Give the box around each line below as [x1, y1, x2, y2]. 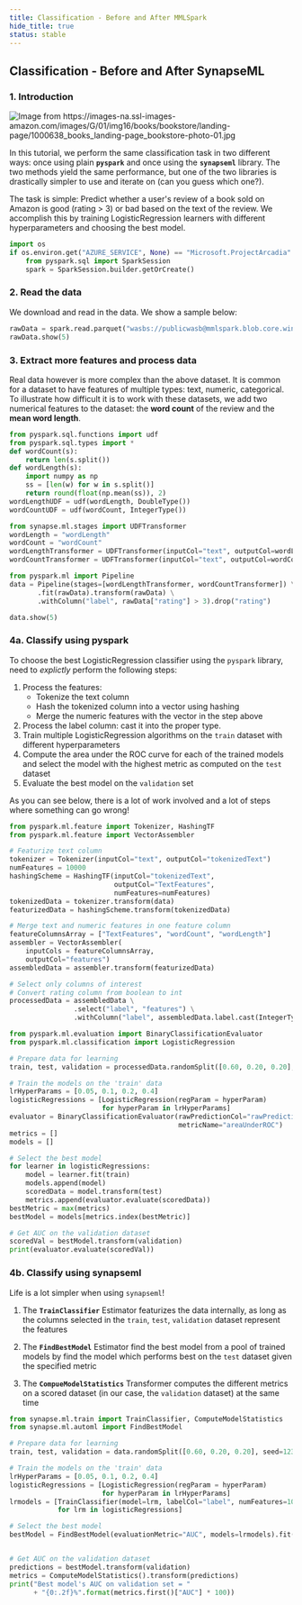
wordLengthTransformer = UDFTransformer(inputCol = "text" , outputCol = [9, 547, 276, 556]
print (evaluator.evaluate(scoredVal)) [9, 1245, 155, 1254]
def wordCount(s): [9, 447, 78, 456]
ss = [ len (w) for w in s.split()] [25, 480, 155, 489]
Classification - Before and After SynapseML [9, 63, 265, 78]
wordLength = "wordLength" [9, 530, 111, 539]
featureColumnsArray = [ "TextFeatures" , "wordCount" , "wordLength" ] [9, 930, 271, 939]
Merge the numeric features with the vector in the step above [35, 710, 263, 721]
